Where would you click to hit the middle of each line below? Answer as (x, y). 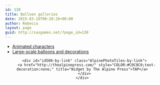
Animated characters (33, 46)
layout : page (18, 28)
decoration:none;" (35, 69)
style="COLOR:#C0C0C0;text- (127, 65)
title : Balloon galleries (31, 14)
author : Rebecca (22, 23)
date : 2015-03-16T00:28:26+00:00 (39, 19)
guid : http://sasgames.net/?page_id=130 (47, 32)
